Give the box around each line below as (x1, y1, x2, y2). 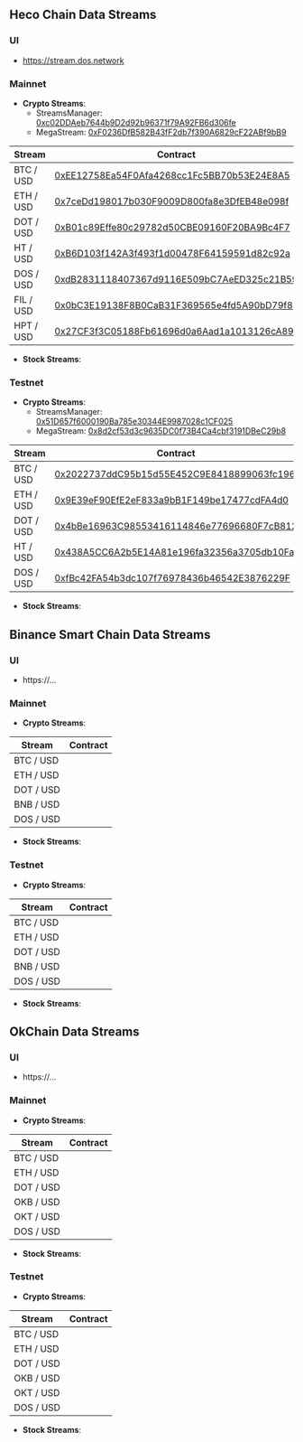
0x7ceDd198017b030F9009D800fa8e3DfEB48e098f (54, 194, 289, 207)
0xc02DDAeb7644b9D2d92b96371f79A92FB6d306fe (35, 117, 236, 127)
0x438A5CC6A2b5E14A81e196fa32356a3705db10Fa (54, 546, 295, 558)
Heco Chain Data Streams (9, 7, 157, 23)
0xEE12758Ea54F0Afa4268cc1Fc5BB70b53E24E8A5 (54, 169, 290, 182)
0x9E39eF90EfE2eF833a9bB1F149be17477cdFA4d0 (54, 494, 289, 507)
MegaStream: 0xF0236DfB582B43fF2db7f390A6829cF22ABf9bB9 (35, 126, 287, 137)
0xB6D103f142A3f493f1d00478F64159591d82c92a (54, 247, 291, 259)
